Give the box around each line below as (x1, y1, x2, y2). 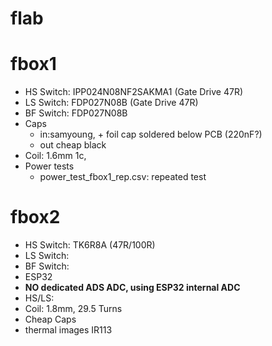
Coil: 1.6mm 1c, (24, 150, 87, 162)
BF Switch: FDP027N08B (24, 107, 128, 119)
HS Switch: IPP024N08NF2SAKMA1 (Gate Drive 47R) (24, 86, 244, 98)
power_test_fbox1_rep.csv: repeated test (39, 171, 207, 183)
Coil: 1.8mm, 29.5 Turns (24, 303, 123, 315)
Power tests (24, 160, 75, 172)
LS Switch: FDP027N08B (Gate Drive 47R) (24, 97, 199, 109)
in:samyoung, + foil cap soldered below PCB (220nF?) (39, 128, 263, 141)
